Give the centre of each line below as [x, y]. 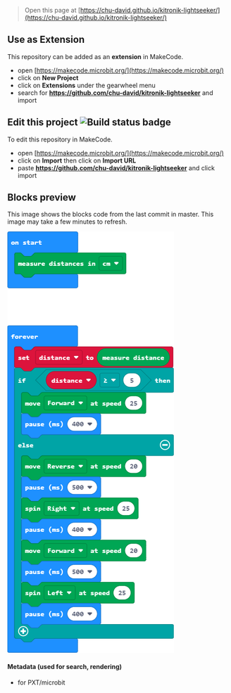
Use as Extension [46, 40]
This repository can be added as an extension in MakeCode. [95, 56]
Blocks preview [42, 197]
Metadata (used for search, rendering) [64, 667]
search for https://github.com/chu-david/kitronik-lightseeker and [115, 93]
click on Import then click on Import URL [77, 160]
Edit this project [43, 122]
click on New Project [48, 77]
